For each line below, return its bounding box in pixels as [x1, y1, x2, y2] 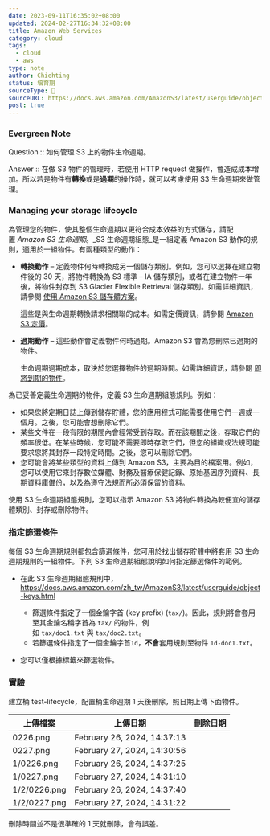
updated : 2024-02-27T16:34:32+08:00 [8, 19, 131, 27]
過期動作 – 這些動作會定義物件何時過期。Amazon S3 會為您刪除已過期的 [19, 335, 259, 346]
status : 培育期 [8, 79, 55, 87]
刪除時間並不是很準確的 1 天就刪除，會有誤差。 [8, 819, 163, 829]
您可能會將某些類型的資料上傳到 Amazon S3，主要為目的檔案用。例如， [19, 457, 258, 467]
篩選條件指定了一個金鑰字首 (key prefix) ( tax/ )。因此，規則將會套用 [31, 608, 256, 617]
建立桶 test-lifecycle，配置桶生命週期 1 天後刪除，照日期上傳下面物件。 [8, 697, 243, 707]
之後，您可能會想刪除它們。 [41, 417, 133, 427]
